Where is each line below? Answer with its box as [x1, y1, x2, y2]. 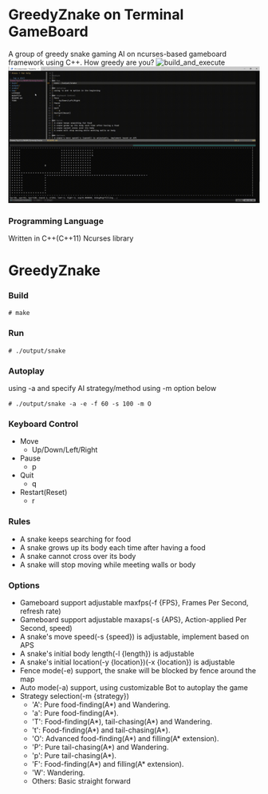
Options [8, 580, 40, 591]
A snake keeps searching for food [19, 534, 132, 544]
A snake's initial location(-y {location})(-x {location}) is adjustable [19, 657, 235, 667]
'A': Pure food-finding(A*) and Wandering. [31, 700, 171, 709]
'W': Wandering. [31, 768, 85, 777]
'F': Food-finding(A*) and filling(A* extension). [31, 759, 184, 768]
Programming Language [8, 215, 104, 226]
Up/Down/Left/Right [31, 445, 98, 455]
